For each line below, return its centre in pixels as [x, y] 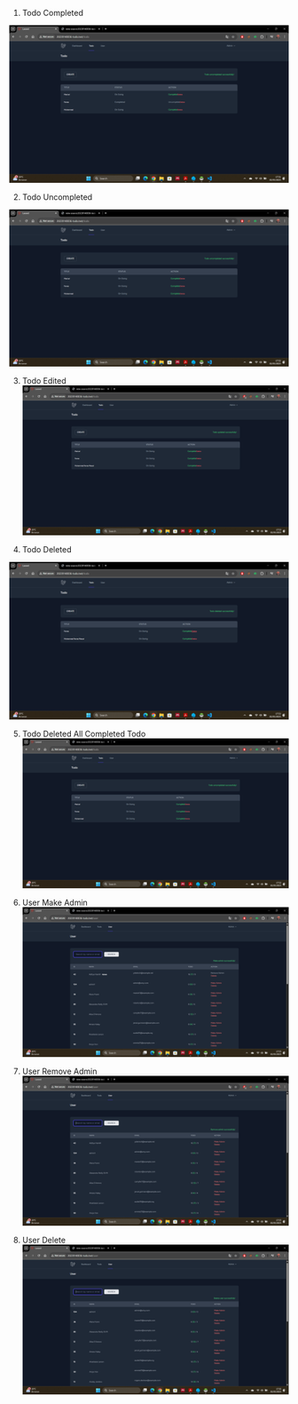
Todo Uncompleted [57, 197]
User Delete [44, 1240]
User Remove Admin [59, 1071]
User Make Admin [55, 902]
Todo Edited [44, 381]
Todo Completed [53, 13]
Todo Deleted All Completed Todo [84, 734]
